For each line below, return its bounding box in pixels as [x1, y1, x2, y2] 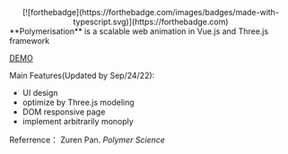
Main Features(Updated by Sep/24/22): [9, 70, 155, 81]
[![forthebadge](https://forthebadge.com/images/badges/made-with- [22, 7, 280, 17]
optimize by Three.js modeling [22, 97, 135, 107]
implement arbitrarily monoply [22, 116, 135, 126]
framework [9, 36, 50, 46]
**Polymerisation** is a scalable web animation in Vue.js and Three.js [9, 26, 269, 37]
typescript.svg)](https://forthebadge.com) [73, 16, 229, 27]
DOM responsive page [22, 107, 106, 117]
